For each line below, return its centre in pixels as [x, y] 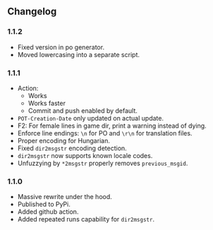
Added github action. [48, 212]
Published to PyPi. [44, 205]
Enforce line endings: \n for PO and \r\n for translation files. [105, 133]
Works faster [47, 103]
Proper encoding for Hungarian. [64, 140]
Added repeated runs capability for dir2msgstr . [86, 219]
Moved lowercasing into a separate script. [78, 54]
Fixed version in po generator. [61, 47]
